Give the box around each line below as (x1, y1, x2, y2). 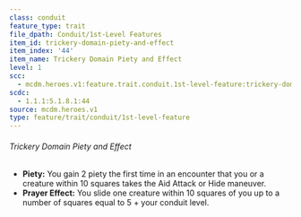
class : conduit (9, 13, 66, 22)
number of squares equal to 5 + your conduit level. (21, 197, 210, 208)
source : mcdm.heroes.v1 (9, 105, 99, 114)
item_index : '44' (9, 47, 74, 56)
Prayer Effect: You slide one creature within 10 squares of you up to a (21, 187, 280, 198)
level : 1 (9, 64, 42, 73)
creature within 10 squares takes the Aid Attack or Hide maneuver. (21, 178, 267, 189)
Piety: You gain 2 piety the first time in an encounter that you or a (21, 169, 264, 179)
